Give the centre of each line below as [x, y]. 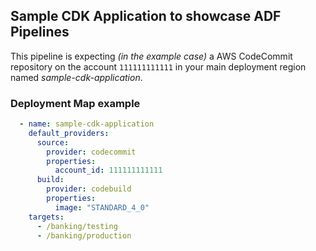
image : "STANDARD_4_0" [102, 207]
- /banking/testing [77, 226]
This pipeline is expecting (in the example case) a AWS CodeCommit [151, 56]
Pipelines [40, 32]
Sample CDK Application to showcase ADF [146, 16]
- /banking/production [84, 235]
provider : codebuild [89, 189]
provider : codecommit [91, 152]
